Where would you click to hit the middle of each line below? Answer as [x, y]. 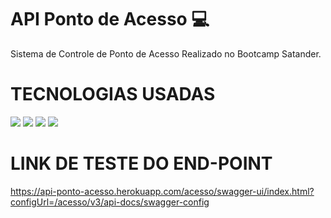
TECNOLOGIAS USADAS [113, 94]
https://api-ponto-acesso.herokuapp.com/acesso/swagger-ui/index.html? [162, 191]
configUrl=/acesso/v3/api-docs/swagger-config [110, 202]
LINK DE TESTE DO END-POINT [141, 163]
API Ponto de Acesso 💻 [110, 19]
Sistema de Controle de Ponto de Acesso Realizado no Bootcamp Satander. [166, 53]
